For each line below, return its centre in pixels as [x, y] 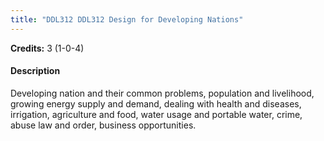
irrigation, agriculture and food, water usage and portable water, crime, [156, 114]
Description [35, 71]
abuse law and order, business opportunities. [103, 125]
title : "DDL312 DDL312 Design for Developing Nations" [127, 19]
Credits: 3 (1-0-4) [47, 48]
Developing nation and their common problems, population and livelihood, [162, 93]
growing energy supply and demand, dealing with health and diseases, [156, 103]
